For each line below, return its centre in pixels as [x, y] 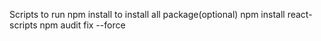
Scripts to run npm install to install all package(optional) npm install [147, 14]
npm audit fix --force [82, 25]
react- [300, 14]
